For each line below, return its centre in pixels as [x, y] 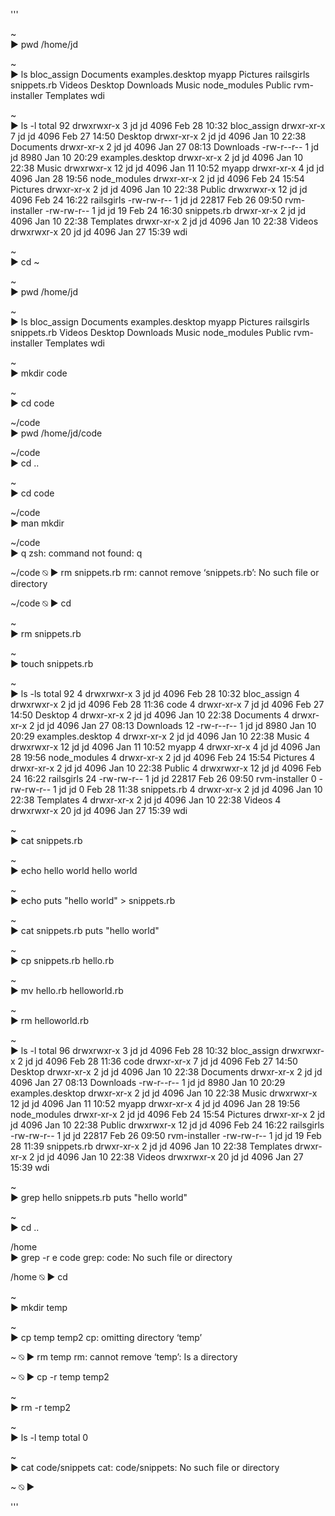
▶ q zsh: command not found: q [76, 553]
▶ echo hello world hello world [74, 870]
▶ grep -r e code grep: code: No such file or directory [121, 1257]
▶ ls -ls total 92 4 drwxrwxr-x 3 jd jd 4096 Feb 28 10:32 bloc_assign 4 [155, 693]
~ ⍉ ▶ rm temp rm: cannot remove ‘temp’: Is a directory [124, 1357]
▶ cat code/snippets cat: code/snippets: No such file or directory [145, 1467]
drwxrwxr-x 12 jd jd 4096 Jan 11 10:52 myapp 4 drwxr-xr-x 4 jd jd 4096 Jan [165, 747]
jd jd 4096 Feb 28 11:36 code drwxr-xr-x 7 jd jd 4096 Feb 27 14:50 [161, 1061]
